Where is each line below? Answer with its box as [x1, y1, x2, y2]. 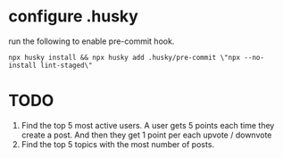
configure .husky [8, 6, 139, 27]
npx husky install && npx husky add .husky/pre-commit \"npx [8, 53, 241, 62]
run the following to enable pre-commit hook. [8, 36, 175, 46]
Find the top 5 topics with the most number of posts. [21, 138, 215, 149]
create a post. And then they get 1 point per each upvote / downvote [21, 129, 272, 140]
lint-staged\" [40, 61, 93, 70]
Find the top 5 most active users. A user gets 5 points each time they [21, 120, 275, 130]
